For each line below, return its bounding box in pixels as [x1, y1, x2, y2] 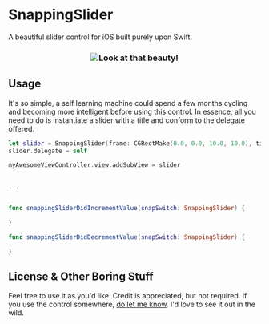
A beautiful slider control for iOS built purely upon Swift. [8, 32, 193, 42]
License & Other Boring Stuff [8, 270, 154, 284]
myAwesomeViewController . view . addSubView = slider [8, 161, 181, 169]
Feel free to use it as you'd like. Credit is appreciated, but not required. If [8, 291, 247, 301]
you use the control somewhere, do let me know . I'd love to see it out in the [8, 299, 256, 310]
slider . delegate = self [8, 147, 88, 155]
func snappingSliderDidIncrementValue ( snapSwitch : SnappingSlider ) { [8, 205, 246, 213]
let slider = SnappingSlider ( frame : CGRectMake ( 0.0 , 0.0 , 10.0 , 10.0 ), [8, 139, 253, 148]
